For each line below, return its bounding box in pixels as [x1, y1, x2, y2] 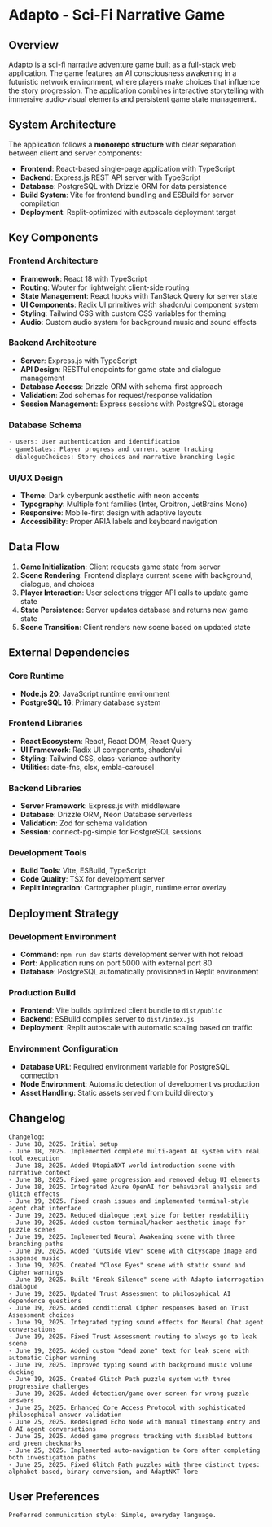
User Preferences [8, 1490, 99, 1503]
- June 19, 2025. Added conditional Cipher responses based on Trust [8, 1304, 250, 1312]
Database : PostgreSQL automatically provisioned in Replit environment [20, 967, 259, 977]
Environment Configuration [8, 1044, 119, 1055]
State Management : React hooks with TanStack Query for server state [20, 291, 258, 300]
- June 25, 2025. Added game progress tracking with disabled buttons [8, 1432, 253, 1440]
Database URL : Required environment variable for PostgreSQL [20, 1061, 230, 1071]
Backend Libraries [8, 782, 82, 794]
